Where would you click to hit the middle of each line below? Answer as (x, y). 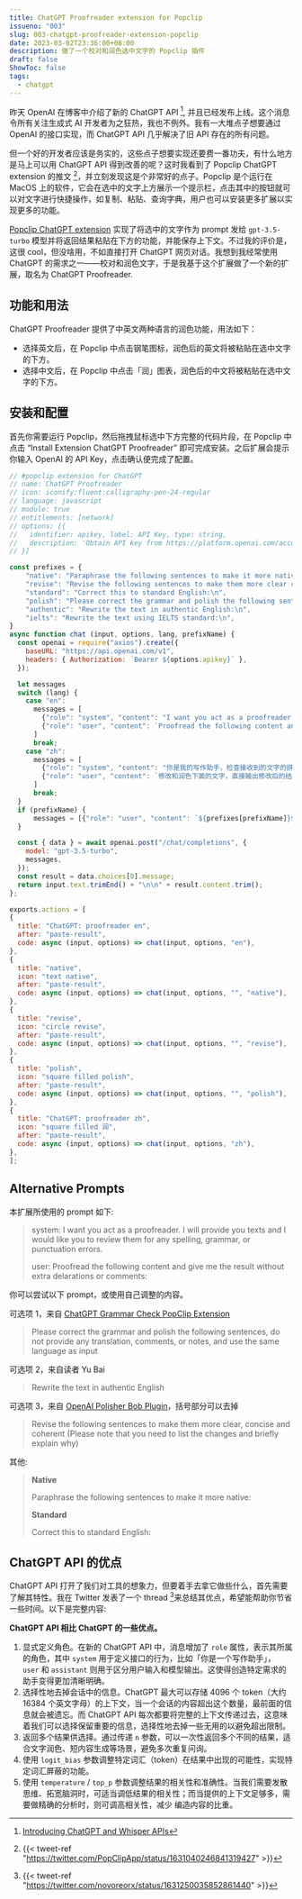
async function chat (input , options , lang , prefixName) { (122, 635)
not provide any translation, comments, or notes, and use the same (155, 1341)
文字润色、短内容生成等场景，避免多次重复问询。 (121, 1748)
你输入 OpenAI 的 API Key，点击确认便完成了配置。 (104, 459)
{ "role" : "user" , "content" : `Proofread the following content (162, 726)
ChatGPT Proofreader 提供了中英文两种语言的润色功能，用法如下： (133, 329)
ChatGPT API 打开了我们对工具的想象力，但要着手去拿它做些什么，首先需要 (149, 1586)
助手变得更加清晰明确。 (66, 1680)
